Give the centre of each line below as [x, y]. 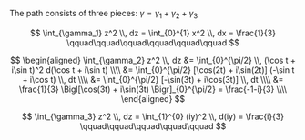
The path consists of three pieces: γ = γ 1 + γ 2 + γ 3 [104, 15]
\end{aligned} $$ [153, 98]
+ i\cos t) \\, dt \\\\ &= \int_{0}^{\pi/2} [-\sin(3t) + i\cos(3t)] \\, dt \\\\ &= [153, 79]
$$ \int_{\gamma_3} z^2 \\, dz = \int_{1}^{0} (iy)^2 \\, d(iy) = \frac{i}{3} [153, 116]
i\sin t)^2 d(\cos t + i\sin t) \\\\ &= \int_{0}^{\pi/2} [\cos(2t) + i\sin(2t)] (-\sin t [153, 70]
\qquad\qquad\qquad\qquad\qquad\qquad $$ [153, 42]
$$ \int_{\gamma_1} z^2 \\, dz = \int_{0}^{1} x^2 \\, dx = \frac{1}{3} [153, 33]
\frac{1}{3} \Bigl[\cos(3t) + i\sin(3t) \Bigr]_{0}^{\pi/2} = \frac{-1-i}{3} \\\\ [153, 89]
